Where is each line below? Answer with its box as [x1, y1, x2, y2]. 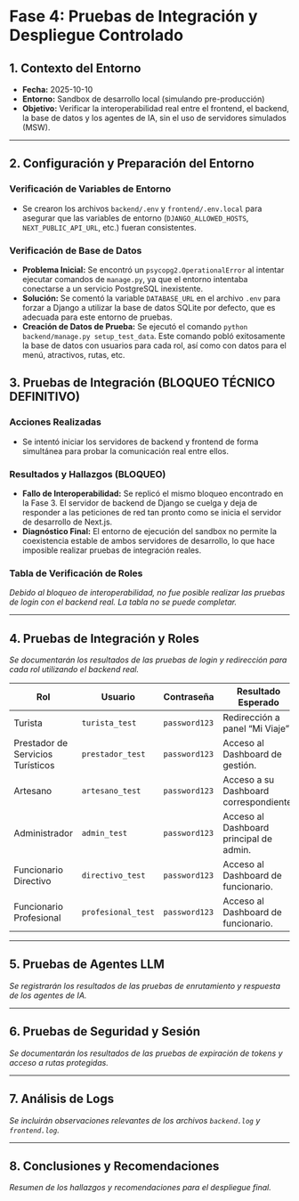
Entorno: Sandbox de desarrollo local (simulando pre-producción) [21, 93, 265, 104]
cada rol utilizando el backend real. [9, 664, 140, 675]
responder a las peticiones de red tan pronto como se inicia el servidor [21, 507, 282, 517]
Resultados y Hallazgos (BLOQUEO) [9, 467, 166, 480]
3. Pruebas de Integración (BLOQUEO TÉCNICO [9, 376, 276, 391]
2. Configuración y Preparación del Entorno [9, 156, 255, 171]
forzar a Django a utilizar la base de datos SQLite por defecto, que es [21, 302, 276, 312]
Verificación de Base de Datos [9, 244, 142, 256]
